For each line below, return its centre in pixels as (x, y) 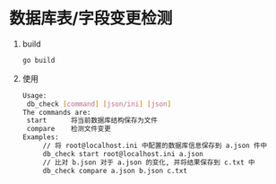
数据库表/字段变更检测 (91, 18)
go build (39, 60)
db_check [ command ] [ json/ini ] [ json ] (99, 104)
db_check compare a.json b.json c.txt (115, 171)
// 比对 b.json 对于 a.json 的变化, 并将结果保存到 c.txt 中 (149, 162)
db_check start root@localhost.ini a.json (123, 153)
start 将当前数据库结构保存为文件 (92, 121)
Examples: (41, 137)
